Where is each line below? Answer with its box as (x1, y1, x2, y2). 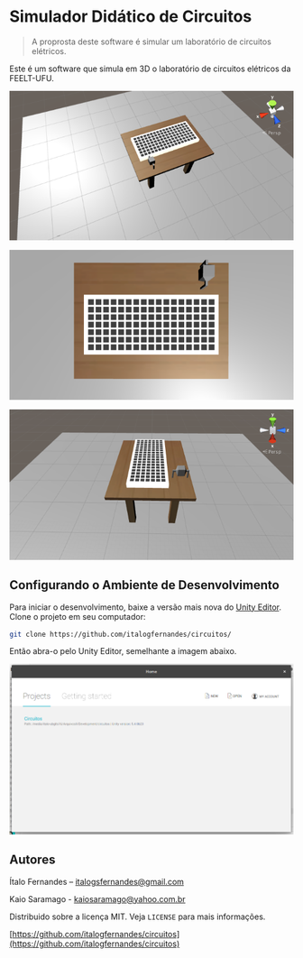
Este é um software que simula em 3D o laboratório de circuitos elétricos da (9, 63, 291, 74)
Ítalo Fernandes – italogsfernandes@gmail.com (9, 876, 185, 887)
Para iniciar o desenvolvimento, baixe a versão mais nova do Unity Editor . (9, 602, 282, 613)
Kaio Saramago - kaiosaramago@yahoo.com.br (9, 893, 187, 904)
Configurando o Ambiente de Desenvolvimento (9, 577, 280, 593)
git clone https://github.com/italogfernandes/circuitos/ (9, 630, 232, 639)
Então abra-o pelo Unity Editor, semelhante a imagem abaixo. (9, 646, 237, 657)
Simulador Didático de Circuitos (9, 6, 252, 27)
